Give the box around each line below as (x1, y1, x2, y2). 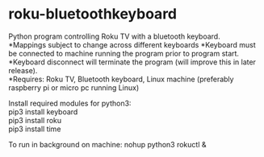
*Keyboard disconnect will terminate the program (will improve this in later (8, 57, 257, 67)
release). (8, 65, 38, 75)
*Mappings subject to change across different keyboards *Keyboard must (8, 39, 256, 49)
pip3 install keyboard (8, 106, 78, 117)
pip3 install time (8, 124, 61, 134)
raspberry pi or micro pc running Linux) (8, 82, 140, 93)
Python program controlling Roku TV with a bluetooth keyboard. (8, 31, 220, 41)
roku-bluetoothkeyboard (8, 5, 178, 23)
